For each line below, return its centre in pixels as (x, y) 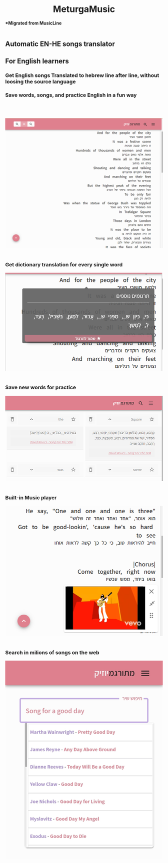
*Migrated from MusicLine (33, 23)
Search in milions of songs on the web (52, 653)
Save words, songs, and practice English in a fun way (71, 95)
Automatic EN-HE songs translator (60, 44)
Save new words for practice (41, 387)
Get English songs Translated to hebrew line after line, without (82, 75)
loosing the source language (40, 81)
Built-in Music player (31, 497)
